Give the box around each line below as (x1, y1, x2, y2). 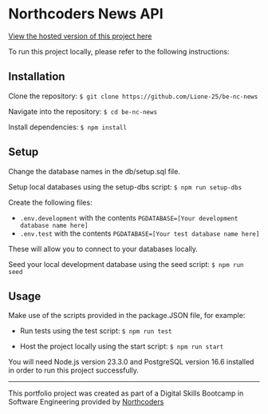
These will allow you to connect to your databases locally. (8, 244, 198, 253)
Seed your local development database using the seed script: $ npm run (8, 259, 244, 269)
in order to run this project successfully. (8, 365, 140, 376)
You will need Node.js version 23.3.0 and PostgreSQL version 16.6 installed (8, 357, 254, 367)
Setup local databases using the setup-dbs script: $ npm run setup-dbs (8, 181, 242, 192)
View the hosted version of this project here (8, 31, 152, 41)
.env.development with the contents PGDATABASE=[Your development (19, 213, 238, 222)
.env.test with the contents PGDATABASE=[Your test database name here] (19, 229, 260, 238)
